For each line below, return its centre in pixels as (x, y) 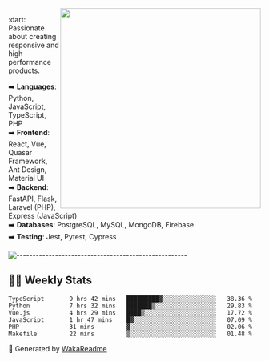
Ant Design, (28, 170)
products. (24, 70)
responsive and (34, 45)
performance (30, 62)
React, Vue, (27, 144)
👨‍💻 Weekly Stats (50, 281)
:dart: (17, 20)
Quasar (20, 152)
